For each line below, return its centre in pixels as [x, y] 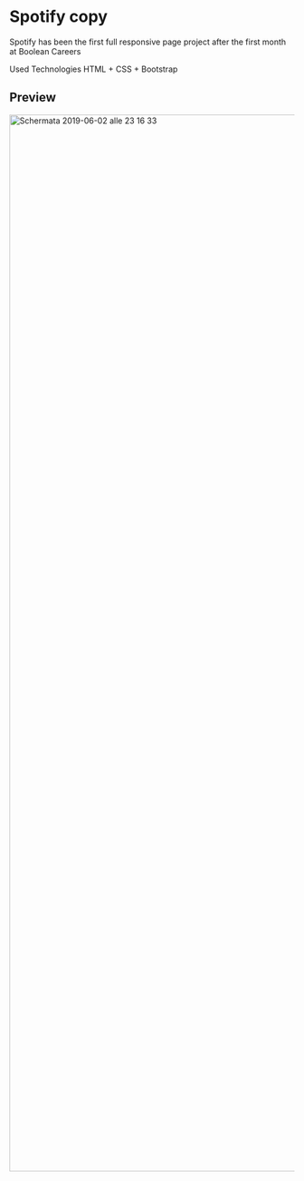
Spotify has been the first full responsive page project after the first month [148, 42]
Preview [33, 98]
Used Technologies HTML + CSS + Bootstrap [94, 69]
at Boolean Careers [45, 51]
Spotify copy [59, 17]
